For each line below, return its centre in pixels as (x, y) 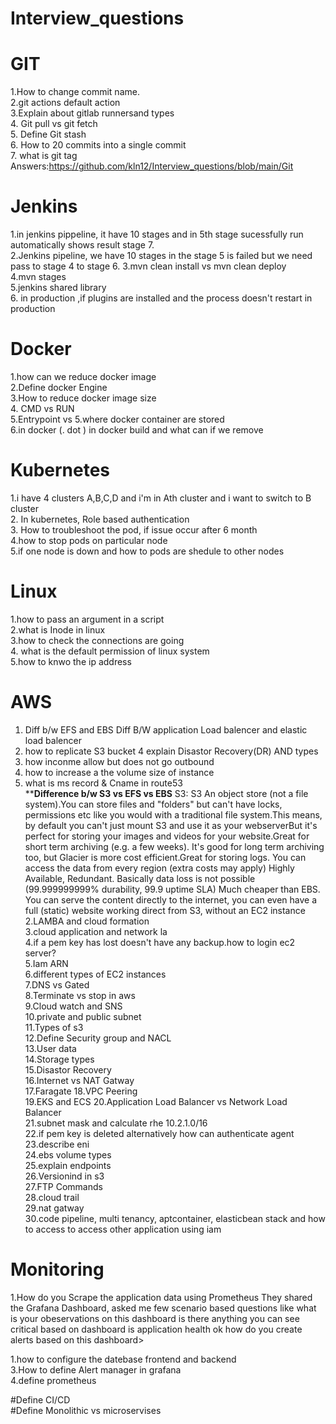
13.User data (50, 1048)
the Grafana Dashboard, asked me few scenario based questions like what (163, 1308)
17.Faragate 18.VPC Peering (81, 1091)
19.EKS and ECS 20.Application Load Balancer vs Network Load (156, 1101)
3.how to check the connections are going (97, 640)
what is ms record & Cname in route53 (103, 783)
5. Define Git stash (48, 134)
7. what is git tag (44, 156)
